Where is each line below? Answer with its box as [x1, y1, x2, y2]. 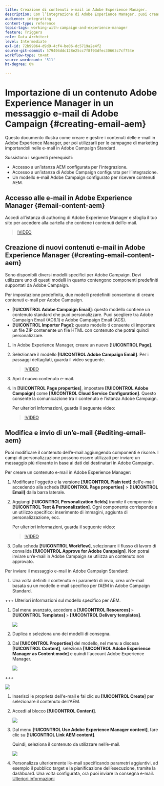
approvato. [12, 558, 34, 564]
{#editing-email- [94, 429, 146, 437]
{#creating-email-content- [71, 251, 155, 260]
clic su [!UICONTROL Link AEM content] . [12, 732, 96, 737]
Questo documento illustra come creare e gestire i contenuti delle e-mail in [5, 135, 155, 141]
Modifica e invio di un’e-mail [5, 429, 93, 437]
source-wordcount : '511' [5, 57, 56, 62]
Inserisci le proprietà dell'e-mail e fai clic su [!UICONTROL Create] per [12, 693, 154, 699]
